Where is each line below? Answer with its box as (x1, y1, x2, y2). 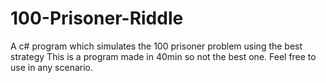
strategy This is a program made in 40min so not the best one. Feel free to (10, 50, 317, 62)
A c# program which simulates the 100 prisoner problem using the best (10, 40, 303, 52)
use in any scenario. (10, 61, 94, 73)
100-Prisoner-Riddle (10, 7, 184, 30)
